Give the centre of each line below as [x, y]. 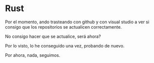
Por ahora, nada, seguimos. [33, 55]
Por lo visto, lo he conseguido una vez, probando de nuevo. [65, 46]
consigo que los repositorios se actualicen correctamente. [63, 27]
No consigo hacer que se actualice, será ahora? [53, 36]
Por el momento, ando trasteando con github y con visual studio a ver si [77, 22]
